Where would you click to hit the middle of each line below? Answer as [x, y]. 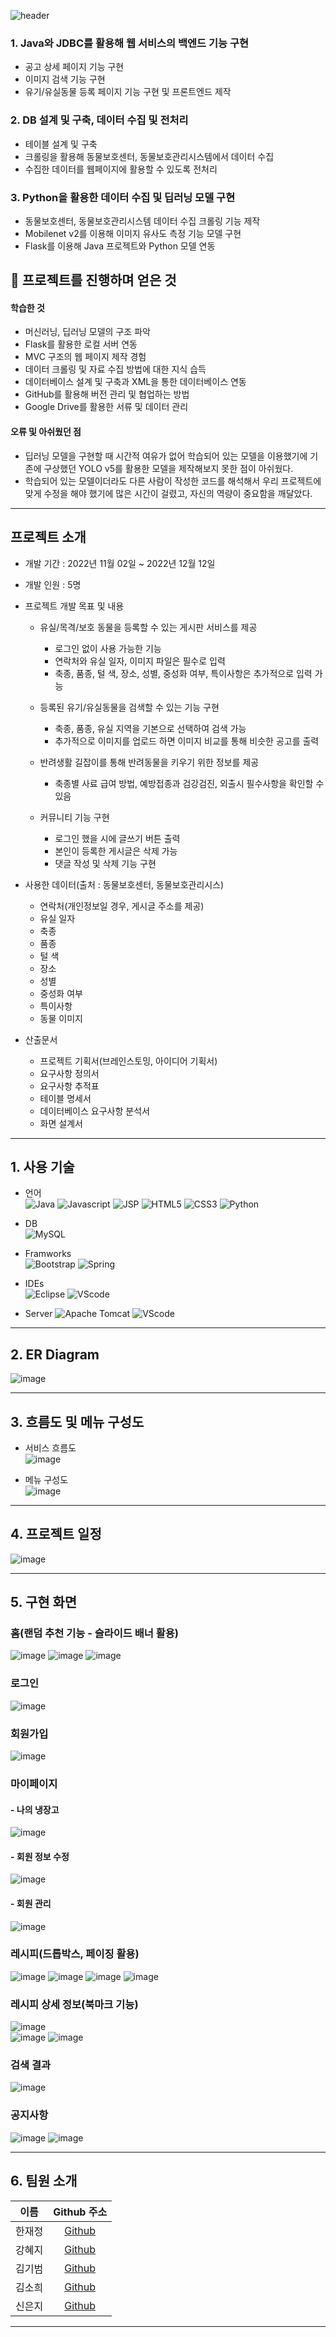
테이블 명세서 [65, 1098]
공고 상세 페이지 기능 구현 [74, 67]
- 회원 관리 [31, 1903]
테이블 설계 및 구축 [61, 144]
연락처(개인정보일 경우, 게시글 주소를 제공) [122, 906]
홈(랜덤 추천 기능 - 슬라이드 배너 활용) [94, 1633]
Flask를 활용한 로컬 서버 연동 [81, 344]
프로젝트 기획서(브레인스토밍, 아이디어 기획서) [128, 1061]
